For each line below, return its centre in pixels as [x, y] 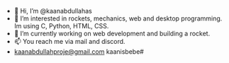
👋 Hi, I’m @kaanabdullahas [53, 11]
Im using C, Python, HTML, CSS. [61, 26]
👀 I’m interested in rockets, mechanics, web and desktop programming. [118, 18]
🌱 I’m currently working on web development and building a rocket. [112, 33]
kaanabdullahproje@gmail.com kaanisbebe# [79, 52]
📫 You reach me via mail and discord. [69, 41]
